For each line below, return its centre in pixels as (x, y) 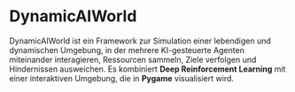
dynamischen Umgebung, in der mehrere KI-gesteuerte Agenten (127, 50)
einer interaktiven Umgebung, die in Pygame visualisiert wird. (122, 78)
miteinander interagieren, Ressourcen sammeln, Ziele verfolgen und (133, 59)
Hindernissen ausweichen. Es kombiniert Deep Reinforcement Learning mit (147, 69)
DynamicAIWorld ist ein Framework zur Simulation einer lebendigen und (140, 41)
